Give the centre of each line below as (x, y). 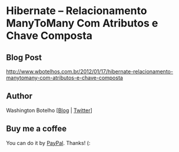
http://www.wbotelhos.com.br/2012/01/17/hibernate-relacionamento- (90, 71)
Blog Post (24, 57)
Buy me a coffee (37, 129)
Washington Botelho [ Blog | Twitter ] (49, 110)
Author (19, 96)
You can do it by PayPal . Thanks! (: (48, 143)
